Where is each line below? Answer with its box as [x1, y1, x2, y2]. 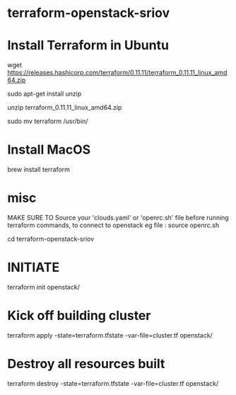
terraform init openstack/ [7, 282, 80, 291]
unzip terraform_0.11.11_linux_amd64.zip [7, 103, 122, 112]
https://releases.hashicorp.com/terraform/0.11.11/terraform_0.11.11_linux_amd [7, 69, 228, 77]
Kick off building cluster [7, 308, 151, 324]
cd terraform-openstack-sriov [7, 235, 95, 243]
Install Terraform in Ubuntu [7, 38, 170, 54]
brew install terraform [7, 165, 71, 174]
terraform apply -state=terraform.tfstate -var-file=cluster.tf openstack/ [7, 331, 213, 339]
